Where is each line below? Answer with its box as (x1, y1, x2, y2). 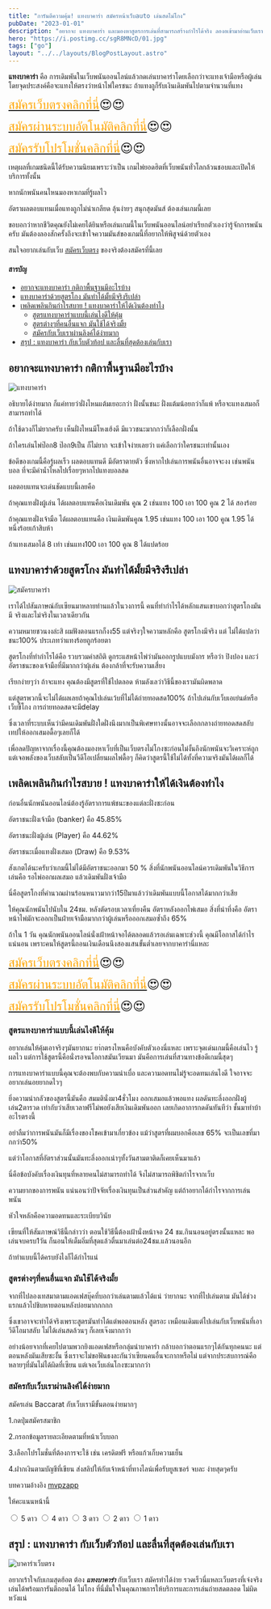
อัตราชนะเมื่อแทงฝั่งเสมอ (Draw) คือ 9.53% (8, 846, 131, 856)
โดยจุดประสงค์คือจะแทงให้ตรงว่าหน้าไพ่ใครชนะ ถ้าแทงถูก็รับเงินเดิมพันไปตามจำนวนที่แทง (8, 81, 244, 90)
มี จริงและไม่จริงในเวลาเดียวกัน (8, 610, 90, 620)
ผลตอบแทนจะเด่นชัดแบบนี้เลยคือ (8, 482, 95, 492)
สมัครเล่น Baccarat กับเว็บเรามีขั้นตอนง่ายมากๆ (8, 1399, 137, 1408)
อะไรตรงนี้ (8, 1111, 36, 1121)
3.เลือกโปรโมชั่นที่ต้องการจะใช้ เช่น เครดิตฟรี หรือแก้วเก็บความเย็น (8, 1447, 183, 1457)
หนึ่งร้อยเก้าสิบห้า (8, 523, 53, 533)
